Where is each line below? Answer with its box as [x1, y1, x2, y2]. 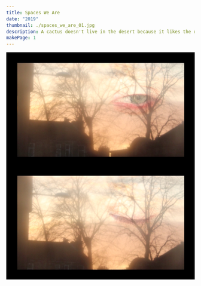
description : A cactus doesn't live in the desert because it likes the [6, 29, 191, 35]
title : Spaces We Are [6, 10, 60, 16]
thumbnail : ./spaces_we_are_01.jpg [6, 22, 95, 28]
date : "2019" [6, 16, 39, 22]
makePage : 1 [6, 35, 36, 41]
